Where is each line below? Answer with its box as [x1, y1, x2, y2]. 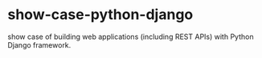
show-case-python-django [7, 6, 194, 24]
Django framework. [7, 40, 72, 49]
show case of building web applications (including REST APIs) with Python [7, 32, 254, 41]
